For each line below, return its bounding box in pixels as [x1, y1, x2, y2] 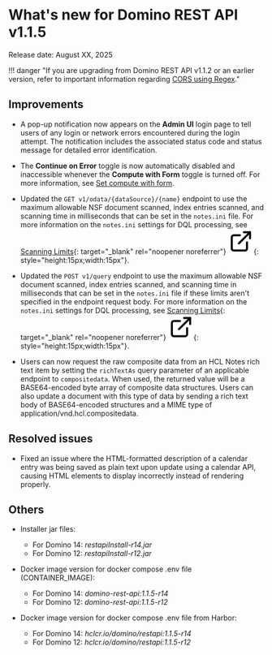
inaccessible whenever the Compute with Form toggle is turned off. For [19, 169, 261, 179]
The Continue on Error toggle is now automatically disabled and [19, 161, 235, 170]
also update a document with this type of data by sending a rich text [19, 391, 249, 401]
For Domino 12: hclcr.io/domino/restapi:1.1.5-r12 [32, 637, 192, 647]
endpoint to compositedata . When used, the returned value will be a [19, 373, 245, 383]
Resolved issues [8, 432, 93, 446]
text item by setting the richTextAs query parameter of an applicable [19, 365, 249, 375]
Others [8, 502, 45, 516]
